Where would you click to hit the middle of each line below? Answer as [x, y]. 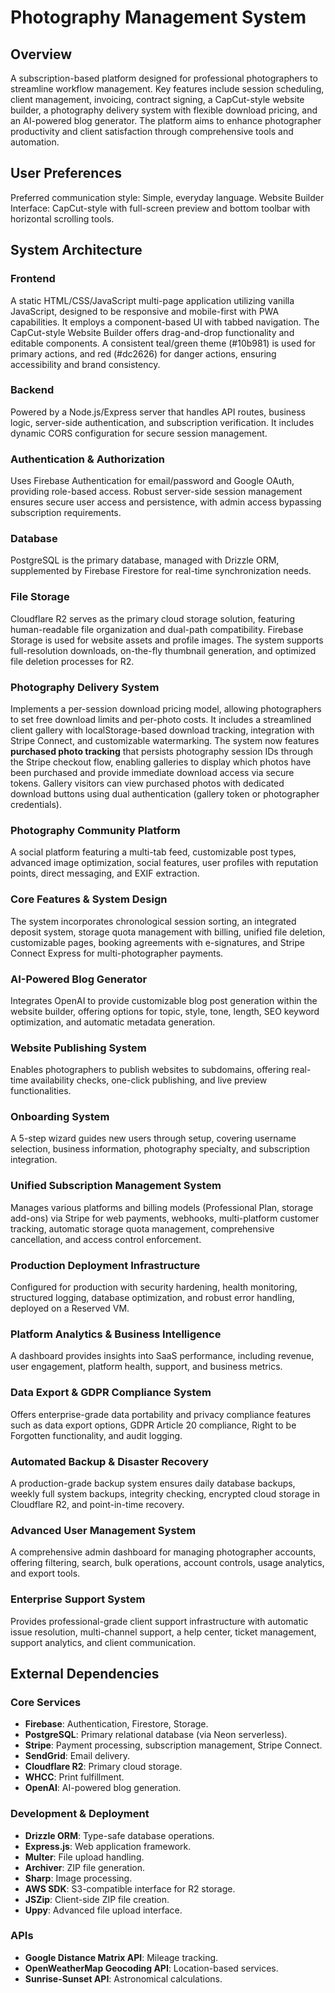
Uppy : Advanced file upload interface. [103, 1910]
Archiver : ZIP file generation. [85, 1867]
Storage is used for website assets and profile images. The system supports [167, 640]
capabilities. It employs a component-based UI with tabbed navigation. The [165, 322]
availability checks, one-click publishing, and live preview [149, 1080]
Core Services [46, 1702]
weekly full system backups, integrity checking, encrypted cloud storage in [165, 1493]
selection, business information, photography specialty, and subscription [160, 1149]
